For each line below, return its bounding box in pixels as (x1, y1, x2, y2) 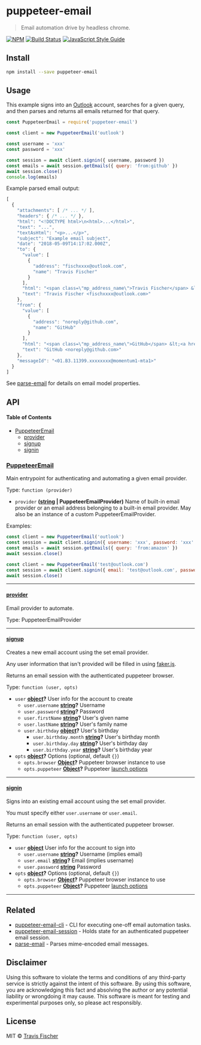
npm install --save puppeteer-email (6, 69, 98, 75)
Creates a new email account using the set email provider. (6, 649, 150, 656)
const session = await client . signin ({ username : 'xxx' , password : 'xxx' (6, 540, 194, 546)
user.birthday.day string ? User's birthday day (32, 740, 148, 747)
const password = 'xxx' (6, 147, 66, 153)
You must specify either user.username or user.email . (6, 810, 138, 817)
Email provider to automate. (6, 604, 74, 611)
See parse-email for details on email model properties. (6, 380, 141, 387)
